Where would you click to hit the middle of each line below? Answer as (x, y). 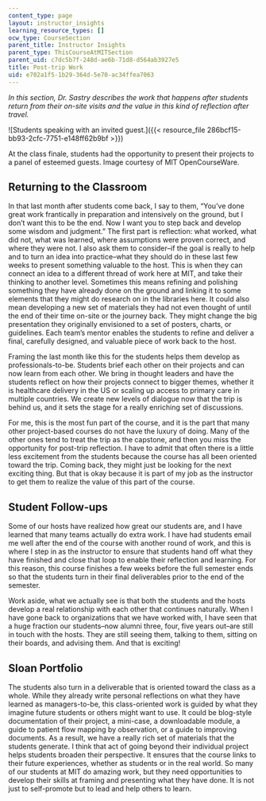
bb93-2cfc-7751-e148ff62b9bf (58, 138)
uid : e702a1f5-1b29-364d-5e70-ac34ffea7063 (81, 75)
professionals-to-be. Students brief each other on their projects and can (126, 365)
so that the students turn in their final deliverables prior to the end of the (126, 577)
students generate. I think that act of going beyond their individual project (128, 747)
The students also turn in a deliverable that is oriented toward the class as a (132, 687)
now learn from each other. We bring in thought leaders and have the (121, 374)
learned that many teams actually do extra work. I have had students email (130, 535)
